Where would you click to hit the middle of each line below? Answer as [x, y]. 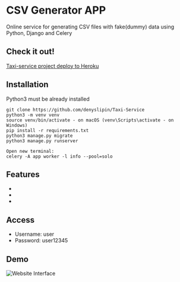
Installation [27, 84]
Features [23, 174]
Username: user [34, 234]
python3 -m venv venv [33, 115]
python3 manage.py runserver [42, 141]
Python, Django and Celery [39, 33]
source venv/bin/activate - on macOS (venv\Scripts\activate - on [90, 120]
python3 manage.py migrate [40, 136]
